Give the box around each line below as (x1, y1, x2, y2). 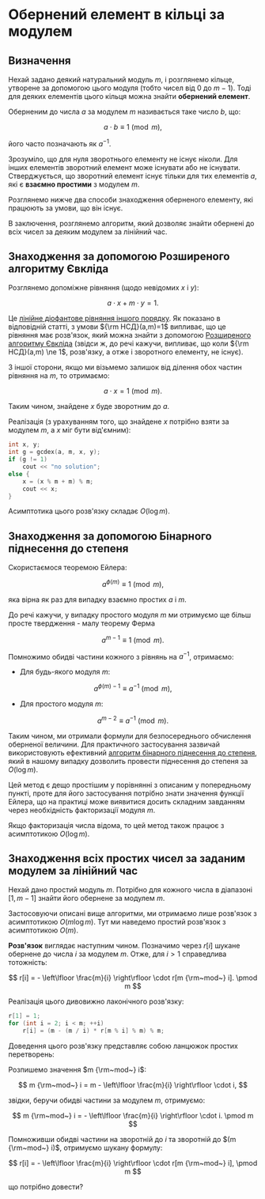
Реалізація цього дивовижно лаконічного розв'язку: (8, 997, 184, 1006)
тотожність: (8, 958, 47, 967)
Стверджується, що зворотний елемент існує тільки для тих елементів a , (8, 171, 257, 180)
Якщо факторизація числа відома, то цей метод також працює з (8, 820, 225, 830)
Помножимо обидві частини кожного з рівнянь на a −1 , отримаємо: (8, 650, 234, 661)
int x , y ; (8, 441, 41, 448)
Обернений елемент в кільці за (8, 6, 225, 24)
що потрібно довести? (8, 1182, 84, 1191)
